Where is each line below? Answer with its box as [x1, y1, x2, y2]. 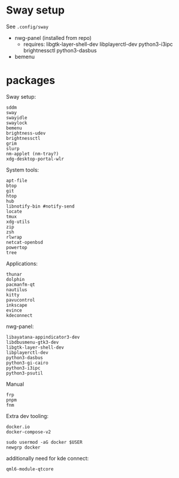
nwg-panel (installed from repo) [14, 34, 92, 41]
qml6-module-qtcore [6, 466, 54, 472]
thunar [6, 271, 22, 277]
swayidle [6, 115, 28, 121]
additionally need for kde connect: [6, 454, 89, 462]
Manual [6, 380, 25, 387]
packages [6, 74, 56, 87]
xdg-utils [6, 219, 31, 225]
